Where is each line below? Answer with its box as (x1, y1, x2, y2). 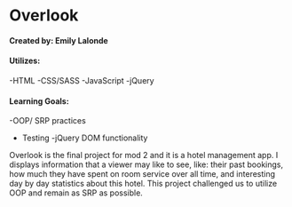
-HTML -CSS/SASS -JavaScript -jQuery (9, 75, 154, 85)
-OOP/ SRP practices (9, 115, 86, 126)
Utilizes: (9, 55, 41, 67)
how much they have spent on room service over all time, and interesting (9, 169, 276, 179)
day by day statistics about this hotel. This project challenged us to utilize (9, 179, 278, 189)
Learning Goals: (9, 95, 69, 107)
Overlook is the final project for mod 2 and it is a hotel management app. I (9, 150, 279, 161)
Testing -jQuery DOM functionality (21, 132, 148, 143)
